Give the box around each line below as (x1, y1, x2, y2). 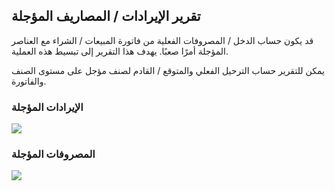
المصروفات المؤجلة (11, 147, 96, 161)
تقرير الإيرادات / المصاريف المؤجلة (11, 8, 201, 25)
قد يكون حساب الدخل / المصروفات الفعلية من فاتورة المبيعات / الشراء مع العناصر (11, 34, 314, 46)
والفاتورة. (11, 75, 47, 87)
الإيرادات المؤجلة (11, 100, 84, 114)
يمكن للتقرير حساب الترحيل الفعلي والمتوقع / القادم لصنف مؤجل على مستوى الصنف (11, 64, 325, 76)
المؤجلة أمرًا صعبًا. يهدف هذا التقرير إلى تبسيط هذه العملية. (11, 45, 229, 57)
